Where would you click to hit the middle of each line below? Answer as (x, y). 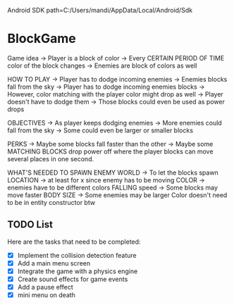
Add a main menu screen (54, 263)
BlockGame (42, 39)
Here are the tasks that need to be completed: (74, 242)
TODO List (30, 225)
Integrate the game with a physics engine (78, 271)
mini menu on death (47, 295)
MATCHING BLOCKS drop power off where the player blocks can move (110, 151)
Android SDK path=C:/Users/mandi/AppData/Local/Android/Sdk (100, 10)
